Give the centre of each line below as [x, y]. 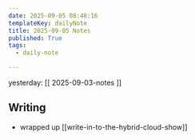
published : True [35, 38]
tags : [17, 46]
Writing [27, 108]
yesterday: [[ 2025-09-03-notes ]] [65, 82]
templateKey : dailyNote [48, 23]
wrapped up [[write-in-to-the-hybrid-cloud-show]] [103, 127]
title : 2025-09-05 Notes [50, 30]
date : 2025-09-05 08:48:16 [53, 16]
